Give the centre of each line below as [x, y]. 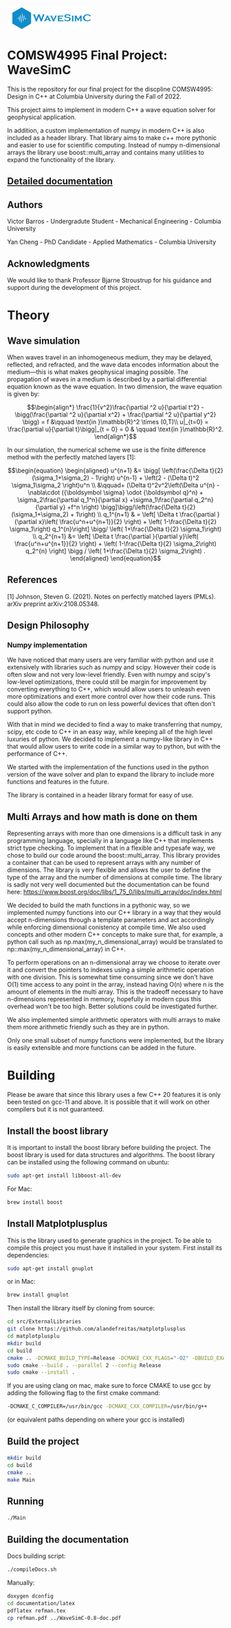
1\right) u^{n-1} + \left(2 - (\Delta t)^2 [147, 477]
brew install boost [35, 1202]
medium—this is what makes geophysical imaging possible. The [98, 372]
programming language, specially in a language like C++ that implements [111, 841]
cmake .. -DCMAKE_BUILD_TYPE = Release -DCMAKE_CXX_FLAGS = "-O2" [98, 1358]
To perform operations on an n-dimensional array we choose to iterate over [114, 963]
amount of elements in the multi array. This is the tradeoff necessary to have [115, 992]
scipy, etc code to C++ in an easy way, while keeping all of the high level [110, 732]
